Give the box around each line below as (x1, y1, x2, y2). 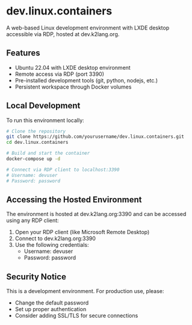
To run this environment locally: (6, 116, 84, 124)
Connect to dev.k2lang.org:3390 (14, 235, 96, 242)
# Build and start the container (6, 150, 90, 156)
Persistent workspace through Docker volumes (14, 83, 132, 90)
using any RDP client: (6, 217, 59, 224)
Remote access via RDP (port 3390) (14, 70, 104, 78)
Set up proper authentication (14, 306, 87, 313)
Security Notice (6, 271, 66, 282)
